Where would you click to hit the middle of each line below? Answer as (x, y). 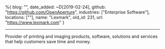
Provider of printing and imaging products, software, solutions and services (82, 36)
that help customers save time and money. (48, 41)
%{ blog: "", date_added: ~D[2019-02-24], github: (55, 7)
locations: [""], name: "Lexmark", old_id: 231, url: (54, 17)
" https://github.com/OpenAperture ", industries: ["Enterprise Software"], (78, 12)
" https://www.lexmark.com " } (35, 22)
